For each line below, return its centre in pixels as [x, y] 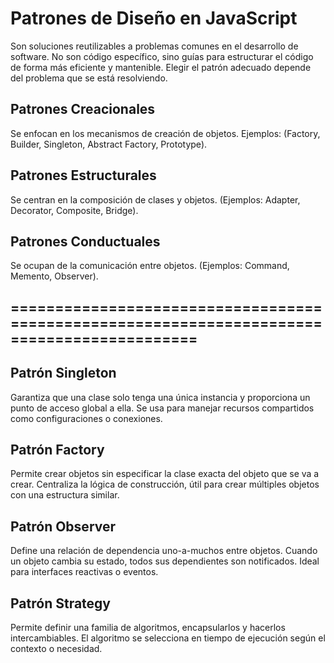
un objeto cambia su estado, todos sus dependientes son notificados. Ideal [165, 561]
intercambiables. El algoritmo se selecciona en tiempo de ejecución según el [168, 638]
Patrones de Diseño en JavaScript [154, 18]
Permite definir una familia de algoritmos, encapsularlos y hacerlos [148, 628]
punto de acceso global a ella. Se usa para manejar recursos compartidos [162, 408]
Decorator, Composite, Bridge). [74, 210]
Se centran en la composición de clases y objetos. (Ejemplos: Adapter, [155, 199]
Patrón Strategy [60, 603]
